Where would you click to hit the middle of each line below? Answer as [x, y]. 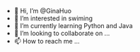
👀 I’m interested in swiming [53, 18]
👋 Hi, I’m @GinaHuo [43, 11]
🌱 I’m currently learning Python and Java [73, 26]
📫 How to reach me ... [47, 41]
